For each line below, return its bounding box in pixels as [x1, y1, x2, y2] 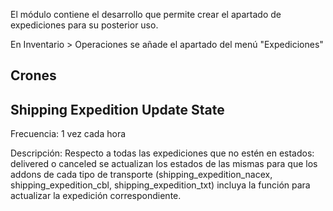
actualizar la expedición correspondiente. [10, 190, 182, 202]
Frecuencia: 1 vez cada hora [10, 128, 127, 140]
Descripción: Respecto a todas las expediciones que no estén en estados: [10, 147, 315, 159]
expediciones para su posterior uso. [10, 19, 159, 31]
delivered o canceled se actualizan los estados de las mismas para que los [10, 158, 318, 170]
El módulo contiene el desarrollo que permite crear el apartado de [10, 9, 282, 20]
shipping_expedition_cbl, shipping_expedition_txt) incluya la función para [10, 179, 311, 191]
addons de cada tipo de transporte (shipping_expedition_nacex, [10, 169, 273, 181]
